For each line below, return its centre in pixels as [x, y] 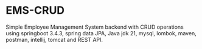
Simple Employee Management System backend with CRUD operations [95, 27]
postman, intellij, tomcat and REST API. [54, 39]
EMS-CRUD [35, 10]
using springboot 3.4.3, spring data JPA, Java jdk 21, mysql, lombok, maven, [101, 33]
